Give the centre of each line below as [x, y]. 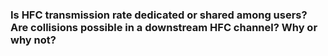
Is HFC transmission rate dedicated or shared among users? [159, 15]
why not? [33, 40]
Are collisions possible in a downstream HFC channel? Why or [164, 27]
